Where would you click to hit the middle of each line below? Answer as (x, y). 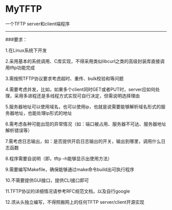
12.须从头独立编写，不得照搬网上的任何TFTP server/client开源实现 (75, 202)
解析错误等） (19, 130)
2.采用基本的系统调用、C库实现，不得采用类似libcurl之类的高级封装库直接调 (85, 61)
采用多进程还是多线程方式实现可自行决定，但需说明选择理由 (77, 96)
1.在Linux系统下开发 (26, 50)
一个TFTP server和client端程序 (38, 24)
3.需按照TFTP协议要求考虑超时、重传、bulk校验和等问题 (64, 78)
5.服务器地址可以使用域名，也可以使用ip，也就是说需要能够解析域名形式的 (83, 107)
